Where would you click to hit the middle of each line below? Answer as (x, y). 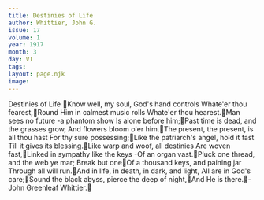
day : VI (21, 60)
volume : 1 (24, 37)
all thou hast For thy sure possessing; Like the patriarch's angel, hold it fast (131, 137)
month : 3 (22, 52)
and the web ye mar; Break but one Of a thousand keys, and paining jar (125, 162)
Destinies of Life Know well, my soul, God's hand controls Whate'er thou (128, 104)
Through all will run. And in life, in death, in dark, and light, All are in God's (129, 171)
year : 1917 (26, 45)
